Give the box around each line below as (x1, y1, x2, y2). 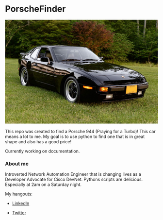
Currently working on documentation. (5, 148, 80, 154)
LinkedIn (12, 201, 30, 206)
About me (5, 160, 29, 167)
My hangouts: (5, 191, 33, 197)
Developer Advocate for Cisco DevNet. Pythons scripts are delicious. (5, 176, 143, 183)
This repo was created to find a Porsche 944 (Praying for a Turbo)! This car (5, 129, 156, 134)
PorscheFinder (5, 3, 66, 15)
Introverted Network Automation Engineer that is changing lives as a (5, 171, 142, 177)
